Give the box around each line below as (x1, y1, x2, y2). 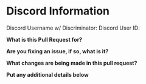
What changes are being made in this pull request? (6, 59, 137, 66)
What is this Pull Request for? (6, 36, 83, 43)
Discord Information (6, 4, 110, 18)
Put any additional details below (6, 71, 89, 78)
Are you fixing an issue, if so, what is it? (6, 47, 109, 55)
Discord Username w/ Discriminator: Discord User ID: (6, 24, 140, 31)
